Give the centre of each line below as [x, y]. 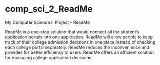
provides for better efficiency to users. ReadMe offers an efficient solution [80, 52]
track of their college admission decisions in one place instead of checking [80, 42]
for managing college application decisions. [49, 57]
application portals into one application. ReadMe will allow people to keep [79, 37]
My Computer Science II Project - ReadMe [48, 22]
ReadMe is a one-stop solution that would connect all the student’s [72, 32]
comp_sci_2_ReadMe [49, 9]
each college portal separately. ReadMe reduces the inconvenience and [77, 47]
